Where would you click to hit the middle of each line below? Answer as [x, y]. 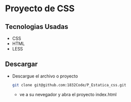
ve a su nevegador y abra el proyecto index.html [68, 94]
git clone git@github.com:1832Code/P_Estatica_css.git [69, 85]
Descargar [22, 64]
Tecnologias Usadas [37, 27]
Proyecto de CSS [40, 9]
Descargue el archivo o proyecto [45, 76]
